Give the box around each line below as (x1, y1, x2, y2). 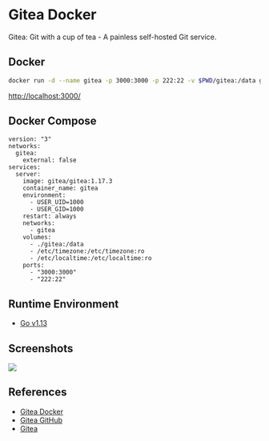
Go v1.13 (19, 319, 48, 328)
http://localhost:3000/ (8, 90, 82, 101)
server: (15, 170, 42, 178)
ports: (22, 262, 45, 270)
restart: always (22, 212, 78, 221)
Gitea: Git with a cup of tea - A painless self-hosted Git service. (8, 32, 217, 42)
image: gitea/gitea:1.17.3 (22, 178, 113, 186)
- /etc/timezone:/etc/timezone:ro (29, 247, 146, 255)
